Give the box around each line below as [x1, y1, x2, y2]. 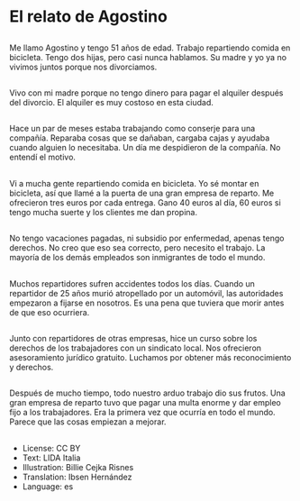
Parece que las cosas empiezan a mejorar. [9, 416, 167, 427]
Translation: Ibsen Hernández [22, 471, 132, 482]
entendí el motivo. [9, 151, 77, 163]
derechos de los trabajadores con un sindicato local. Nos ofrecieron [9, 342, 262, 353]
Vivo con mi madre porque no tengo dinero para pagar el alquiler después [9, 87, 284, 98]
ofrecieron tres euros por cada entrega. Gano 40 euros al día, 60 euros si [9, 196, 281, 208]
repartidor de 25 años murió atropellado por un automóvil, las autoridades [9, 287, 284, 298]
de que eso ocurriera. [9, 306, 90, 317]
